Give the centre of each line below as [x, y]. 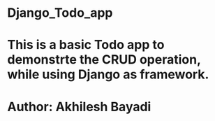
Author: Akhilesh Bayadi [79, 107]
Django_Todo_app [60, 13]
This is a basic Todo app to [86, 45]
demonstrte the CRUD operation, [104, 60]
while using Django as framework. [108, 74]
